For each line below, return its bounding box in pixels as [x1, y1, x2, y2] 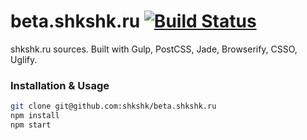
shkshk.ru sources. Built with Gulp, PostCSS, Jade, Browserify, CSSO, [10, 43, 298, 55]
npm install [10, 111, 60, 121]
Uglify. [10, 53, 38, 65]
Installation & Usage [10, 78, 110, 92]
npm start [10, 120, 52, 130]
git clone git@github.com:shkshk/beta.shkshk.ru [10, 101, 217, 112]
